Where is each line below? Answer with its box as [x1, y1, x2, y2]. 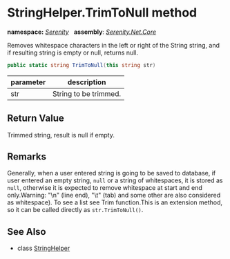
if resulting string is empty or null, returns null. [7, 48, 139, 57]
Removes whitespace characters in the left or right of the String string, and [7, 41, 220, 49]
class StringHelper [17, 244, 70, 253]
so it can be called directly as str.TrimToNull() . [7, 206, 144, 214]
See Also [7, 226, 46, 238]
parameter [10, 77, 46, 87]
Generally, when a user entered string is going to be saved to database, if [7, 169, 216, 178]
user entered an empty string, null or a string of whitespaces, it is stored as [7, 176, 223, 184]
